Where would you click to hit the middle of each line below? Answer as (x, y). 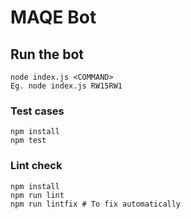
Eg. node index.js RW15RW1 (66, 86)
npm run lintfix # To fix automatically (96, 204)
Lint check (36, 166)
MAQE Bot (53, 17)
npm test (28, 141)
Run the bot (47, 54)
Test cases (37, 111)
